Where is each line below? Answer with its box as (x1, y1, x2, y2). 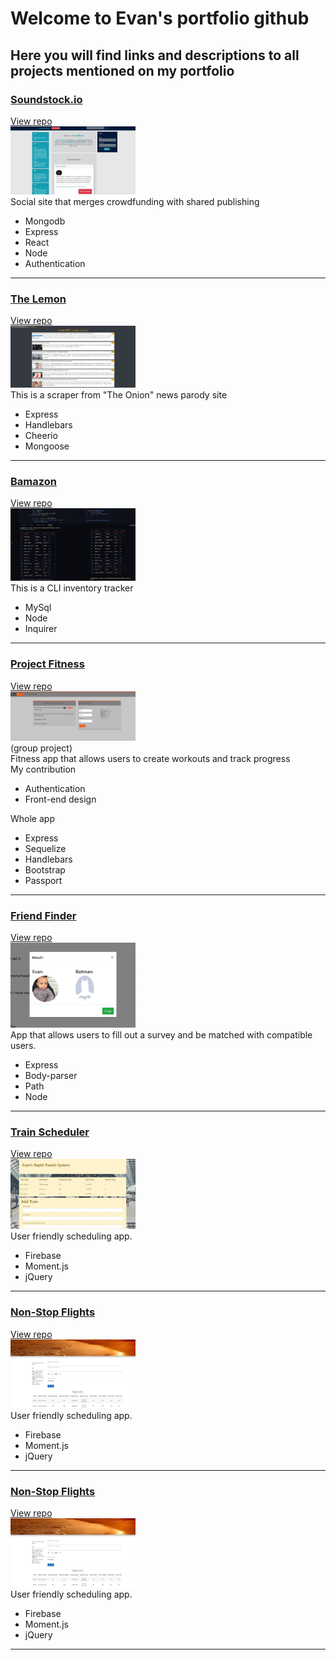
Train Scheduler (10, 1125, 90, 1139)
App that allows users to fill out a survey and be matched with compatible (10, 1028, 313, 1041)
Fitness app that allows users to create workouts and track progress (10, 752, 291, 764)
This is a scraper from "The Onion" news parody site (10, 388, 228, 401)
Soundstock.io (10, 92, 83, 106)
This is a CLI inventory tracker (10, 582, 134, 594)
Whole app (10, 812, 55, 824)
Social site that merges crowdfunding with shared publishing (10, 195, 260, 207)
